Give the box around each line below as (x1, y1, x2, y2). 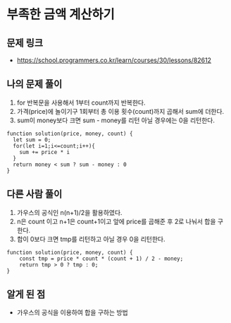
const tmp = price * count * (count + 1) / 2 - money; (19, 255, 184, 262)
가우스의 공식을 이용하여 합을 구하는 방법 (16, 308, 128, 317)
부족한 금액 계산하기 (6, 6, 115, 23)
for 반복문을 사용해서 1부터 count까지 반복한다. (16, 98, 146, 107)
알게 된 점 (6, 288, 46, 300)
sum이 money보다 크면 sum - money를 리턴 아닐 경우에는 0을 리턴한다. (16, 116, 216, 124)
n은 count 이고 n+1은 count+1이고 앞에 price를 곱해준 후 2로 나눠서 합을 (16, 217, 216, 225)
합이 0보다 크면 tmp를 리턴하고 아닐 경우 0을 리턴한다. (16, 235, 166, 243)
